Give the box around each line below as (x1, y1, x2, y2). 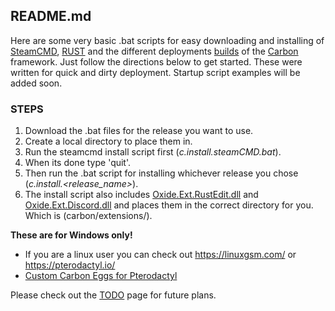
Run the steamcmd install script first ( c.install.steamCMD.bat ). (24, 146, 282, 158)
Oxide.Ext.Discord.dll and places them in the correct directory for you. (24, 199, 314, 211)
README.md (10, 8, 92, 25)
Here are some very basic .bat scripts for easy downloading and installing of (10, 34, 325, 46)
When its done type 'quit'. (24, 157, 132, 169)
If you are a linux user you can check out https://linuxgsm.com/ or (24, 249, 297, 261)
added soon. (10, 77, 63, 89)
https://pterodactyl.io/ (24, 259, 116, 271)
